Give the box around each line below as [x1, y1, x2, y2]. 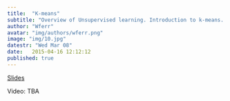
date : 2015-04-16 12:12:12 [7, 49, 91, 56]
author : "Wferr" [7, 23, 54, 30]
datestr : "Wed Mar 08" [7, 42, 73, 49]
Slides [7, 74, 25, 82]
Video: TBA [7, 87, 40, 95]
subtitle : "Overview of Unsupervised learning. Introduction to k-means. [7, 16, 224, 23]
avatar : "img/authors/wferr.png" [7, 29, 104, 36]
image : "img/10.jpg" [7, 36, 67, 43]
